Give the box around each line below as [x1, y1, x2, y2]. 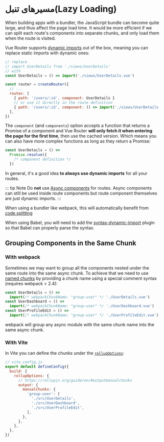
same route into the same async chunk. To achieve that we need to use [5, 270, 149, 276]
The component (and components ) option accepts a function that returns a [5, 123, 150, 128]
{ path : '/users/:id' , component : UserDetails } [14, 96, 115, 101]
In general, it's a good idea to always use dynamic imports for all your [5, 170, 148, 176]
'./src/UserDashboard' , [31, 401, 80, 406]
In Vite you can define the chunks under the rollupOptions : [5, 350, 125, 356]
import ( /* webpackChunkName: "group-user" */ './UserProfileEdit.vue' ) [9, 313, 159, 318]
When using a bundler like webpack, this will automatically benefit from [5, 205, 149, 211]
